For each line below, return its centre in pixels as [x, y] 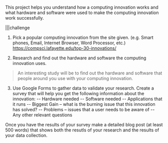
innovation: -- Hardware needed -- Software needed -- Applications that [87, 99]
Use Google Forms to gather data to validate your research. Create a [83, 88]
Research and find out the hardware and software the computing [79, 58]
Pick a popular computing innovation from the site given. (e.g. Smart [83, 38]
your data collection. [26, 135]
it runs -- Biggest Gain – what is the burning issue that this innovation [84, 104]
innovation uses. [29, 63]
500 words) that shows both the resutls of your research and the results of [82, 130]
